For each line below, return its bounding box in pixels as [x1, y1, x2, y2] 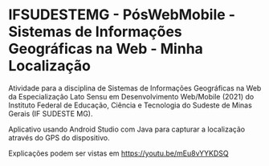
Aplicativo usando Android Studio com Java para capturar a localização [8, 124, 246, 134]
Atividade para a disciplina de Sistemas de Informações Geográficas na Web [8, 83, 262, 93]
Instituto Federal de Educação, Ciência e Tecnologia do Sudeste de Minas [8, 100, 253, 110]
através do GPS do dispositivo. [8, 132, 110, 142]
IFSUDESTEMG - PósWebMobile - [8, 6, 235, 24]
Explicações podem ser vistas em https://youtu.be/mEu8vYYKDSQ [8, 148, 229, 158]
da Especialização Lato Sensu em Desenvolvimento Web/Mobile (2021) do [8, 91, 255, 101]
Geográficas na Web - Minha [8, 40, 203, 58]
